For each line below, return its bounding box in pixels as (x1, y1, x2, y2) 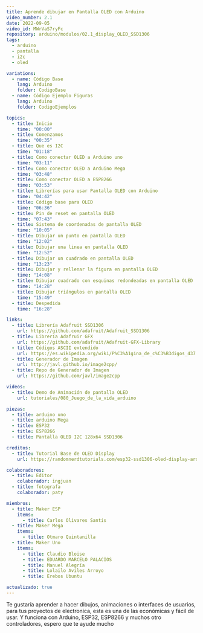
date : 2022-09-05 (6, 20, 50, 26)
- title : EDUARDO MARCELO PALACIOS (22, 556, 112, 562)
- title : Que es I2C (11, 143, 63, 149)
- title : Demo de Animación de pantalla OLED (11, 389, 129, 396)
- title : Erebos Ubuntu (22, 573, 83, 580)
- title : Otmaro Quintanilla (22, 534, 96, 541)
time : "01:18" (17, 149, 53, 155)
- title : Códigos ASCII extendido (11, 345, 98, 351)
